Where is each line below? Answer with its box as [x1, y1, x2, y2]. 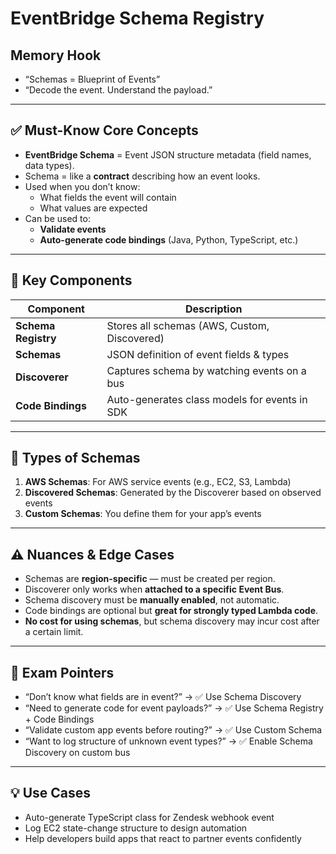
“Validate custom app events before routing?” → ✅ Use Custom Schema [24, 724, 323, 736]
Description [185, 302, 243, 316]
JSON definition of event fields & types [106, 347, 290, 361]
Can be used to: [24, 212, 91, 224]
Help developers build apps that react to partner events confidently [24, 832, 302, 844]
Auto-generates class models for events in [106, 392, 308, 406]
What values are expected [39, 202, 148, 214]
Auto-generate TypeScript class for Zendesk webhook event [24, 811, 275, 823]
